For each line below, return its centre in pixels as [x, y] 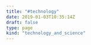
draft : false [22, 22]
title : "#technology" [33, 11]
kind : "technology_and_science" [46, 33]
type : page [19, 28]
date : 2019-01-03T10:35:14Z [41, 17]
